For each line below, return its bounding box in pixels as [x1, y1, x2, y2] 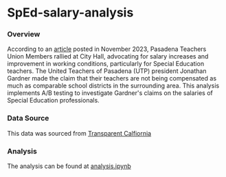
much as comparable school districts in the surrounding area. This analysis [7, 81, 220, 90]
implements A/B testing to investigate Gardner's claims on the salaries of [7, 89, 213, 97]
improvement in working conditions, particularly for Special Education [7, 60, 205, 68]
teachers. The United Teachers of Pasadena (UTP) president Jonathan [7, 67, 207, 75]
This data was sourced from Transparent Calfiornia [7, 129, 152, 137]
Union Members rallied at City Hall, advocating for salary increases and [7, 52, 209, 61]
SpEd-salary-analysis [7, 5, 134, 21]
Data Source [7, 114, 49, 123]
